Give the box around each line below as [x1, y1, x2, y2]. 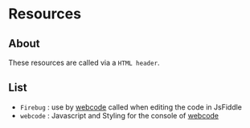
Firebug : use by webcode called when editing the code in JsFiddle [19, 102, 243, 112]
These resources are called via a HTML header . [8, 58, 160, 67]
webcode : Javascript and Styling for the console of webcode [19, 110, 219, 120]
